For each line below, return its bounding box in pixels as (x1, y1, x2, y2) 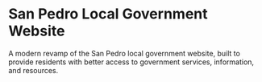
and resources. (8, 65, 59, 75)
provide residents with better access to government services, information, (8, 57, 255, 67)
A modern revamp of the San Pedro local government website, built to (8, 48, 240, 58)
